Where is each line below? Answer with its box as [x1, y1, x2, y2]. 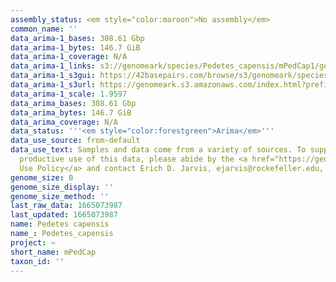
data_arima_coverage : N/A [10, 117, 118, 127]
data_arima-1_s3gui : [10, 71, 97, 81]
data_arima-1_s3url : [10, 80, 97, 90]
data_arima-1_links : [10, 61, 97, 71]
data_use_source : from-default [10, 136, 141, 146]
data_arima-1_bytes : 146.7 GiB [10, 42, 141, 53]
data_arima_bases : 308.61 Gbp [10, 98, 137, 108]
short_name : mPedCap [10, 247, 97, 257]
